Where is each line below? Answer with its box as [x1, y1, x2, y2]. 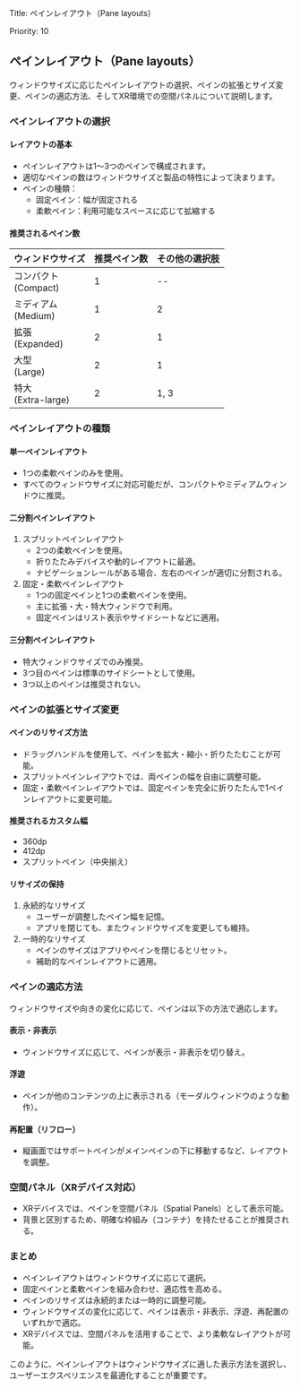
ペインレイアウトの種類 [9, 422, 110, 435]
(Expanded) [13, 338, 64, 350]
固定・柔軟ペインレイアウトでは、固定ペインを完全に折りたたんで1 [21, 782, 269, 793]
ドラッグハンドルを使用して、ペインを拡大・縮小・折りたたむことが [21, 748, 273, 759]
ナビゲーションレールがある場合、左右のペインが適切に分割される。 [35, 567, 287, 578]
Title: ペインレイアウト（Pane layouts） [9, 8, 156, 18]
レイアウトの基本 [9, 139, 73, 150]
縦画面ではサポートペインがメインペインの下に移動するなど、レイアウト [21, 1145, 289, 1156]
